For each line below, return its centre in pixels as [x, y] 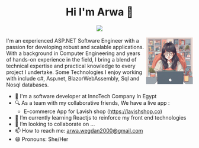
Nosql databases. [28, 85]
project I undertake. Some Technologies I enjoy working [74, 72]
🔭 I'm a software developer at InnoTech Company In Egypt [86, 96]
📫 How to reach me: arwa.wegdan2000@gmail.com [79, 130]
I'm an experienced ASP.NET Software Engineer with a [73, 40]
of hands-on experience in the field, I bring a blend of [71, 59]
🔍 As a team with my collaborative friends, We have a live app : [92, 102]
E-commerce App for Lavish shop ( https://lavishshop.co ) [93, 111]
